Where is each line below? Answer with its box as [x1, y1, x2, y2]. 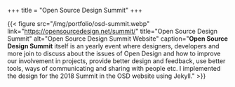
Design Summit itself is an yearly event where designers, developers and [7, 42, 220, 50]
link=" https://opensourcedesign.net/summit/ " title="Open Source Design [7, 27, 218, 35]
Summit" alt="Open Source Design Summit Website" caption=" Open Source [7, 34, 228, 43]
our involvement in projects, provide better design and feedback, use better [7, 57, 226, 65]
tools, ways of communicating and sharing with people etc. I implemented [7, 65, 221, 72]
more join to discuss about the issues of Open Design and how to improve [7, 49, 221, 58]
